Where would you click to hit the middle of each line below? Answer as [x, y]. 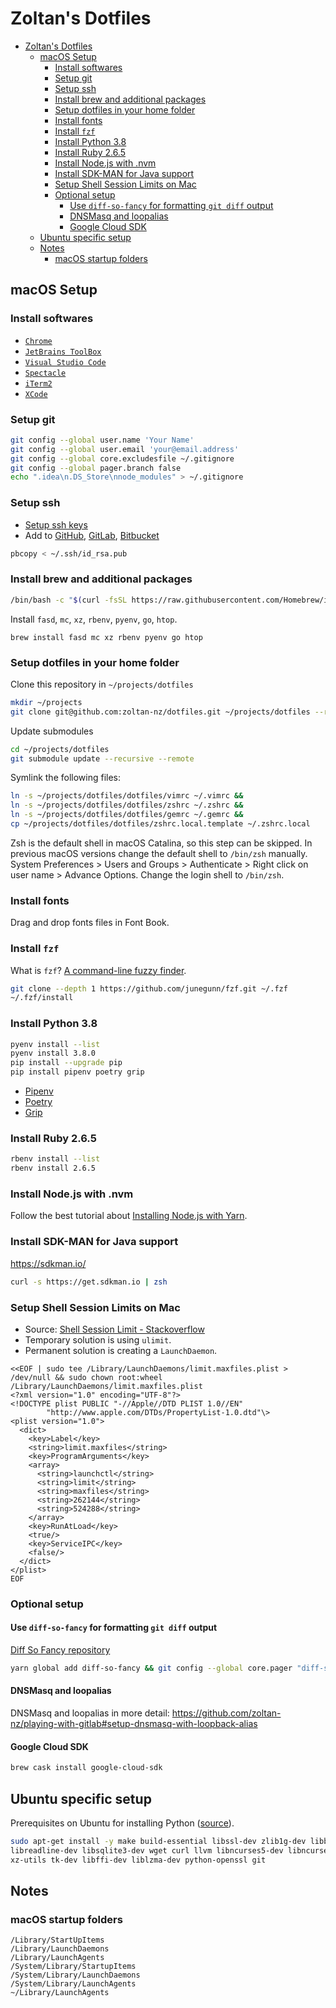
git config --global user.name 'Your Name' [102, 440]
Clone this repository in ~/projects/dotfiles [102, 684]
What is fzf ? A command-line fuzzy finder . [98, 970]
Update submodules [52, 731]
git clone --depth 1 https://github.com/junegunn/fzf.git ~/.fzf [149, 988]
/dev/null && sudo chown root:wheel [86, 1377]
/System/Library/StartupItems [73, 1967]
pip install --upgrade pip [66, 1063]
